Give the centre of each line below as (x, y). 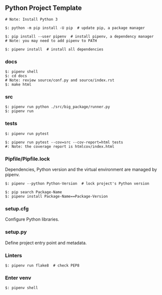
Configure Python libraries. (32, 219)
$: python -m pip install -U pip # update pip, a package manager (75, 28)
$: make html (18, 85)
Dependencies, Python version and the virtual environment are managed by (81, 169)
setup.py (16, 232)
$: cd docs (16, 76)
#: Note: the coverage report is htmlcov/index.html (60, 146)
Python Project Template (43, 8)
